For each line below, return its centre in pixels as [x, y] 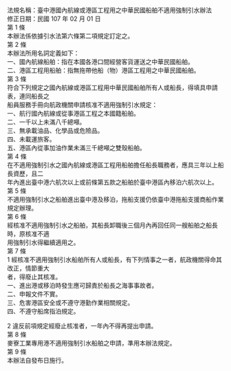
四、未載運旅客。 [31, 139]
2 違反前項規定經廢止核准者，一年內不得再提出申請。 [82, 326]
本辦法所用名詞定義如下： [43, 53]
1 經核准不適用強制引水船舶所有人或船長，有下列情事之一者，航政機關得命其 [114, 259]
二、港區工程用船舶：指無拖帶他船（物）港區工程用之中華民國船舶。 [103, 70]
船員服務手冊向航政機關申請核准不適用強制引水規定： [82, 105]
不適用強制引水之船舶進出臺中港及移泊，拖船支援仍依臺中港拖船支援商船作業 [115, 199]
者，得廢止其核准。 [34, 277]
